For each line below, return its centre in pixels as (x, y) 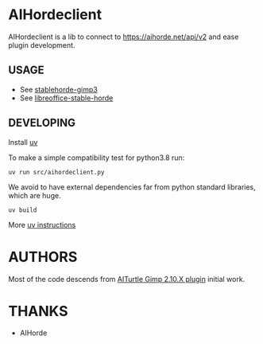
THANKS (39, 311)
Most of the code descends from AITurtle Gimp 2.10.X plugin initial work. (127, 279)
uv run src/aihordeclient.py (56, 172)
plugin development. (42, 45)
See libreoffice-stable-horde (66, 98)
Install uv (23, 142)
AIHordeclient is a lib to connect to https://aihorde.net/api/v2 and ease (124, 37)
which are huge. (35, 195)
